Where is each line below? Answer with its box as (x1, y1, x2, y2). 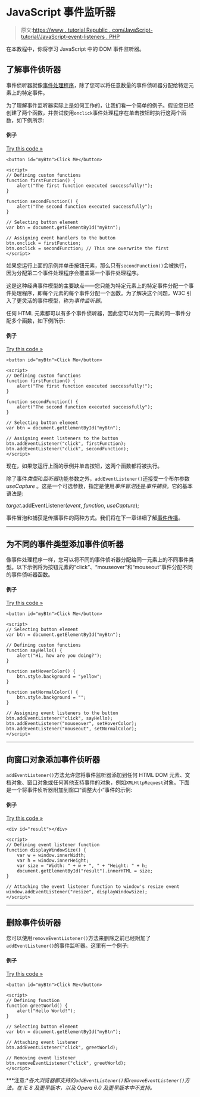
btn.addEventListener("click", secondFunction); (6, 446, 129, 452)
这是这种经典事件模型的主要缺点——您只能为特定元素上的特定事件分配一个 (6, 282, 189, 289)
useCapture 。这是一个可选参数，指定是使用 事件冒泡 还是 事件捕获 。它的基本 (6, 483, 193, 490)
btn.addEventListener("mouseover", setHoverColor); (6, 721, 137, 727)
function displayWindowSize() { (6, 847, 86, 853)
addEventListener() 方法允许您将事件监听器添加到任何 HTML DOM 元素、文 (6, 771, 190, 778)
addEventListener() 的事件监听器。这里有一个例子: (6, 942, 129, 949)
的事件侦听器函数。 (6, 571, 54, 578)
